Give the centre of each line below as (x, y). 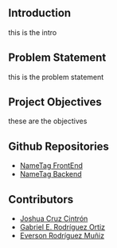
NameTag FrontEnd (51, 166)
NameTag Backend (51, 174)
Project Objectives (55, 102)
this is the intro (33, 32)
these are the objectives (48, 121)
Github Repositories (59, 146)
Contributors (41, 199)
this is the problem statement (56, 77)
